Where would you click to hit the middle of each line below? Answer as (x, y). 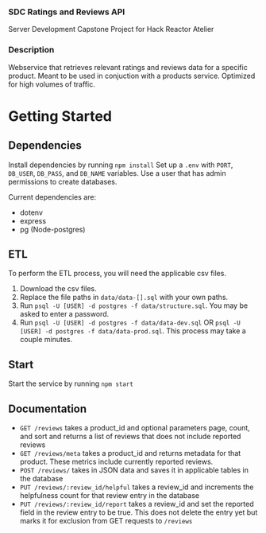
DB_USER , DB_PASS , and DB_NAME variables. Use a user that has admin (117, 173)
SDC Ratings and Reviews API (67, 12)
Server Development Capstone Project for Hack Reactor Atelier (111, 29)
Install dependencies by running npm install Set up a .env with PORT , (121, 165)
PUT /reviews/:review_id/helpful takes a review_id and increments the (137, 487)
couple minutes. (46, 340)
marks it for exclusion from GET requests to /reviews (106, 521)
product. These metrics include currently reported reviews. (116, 462)
